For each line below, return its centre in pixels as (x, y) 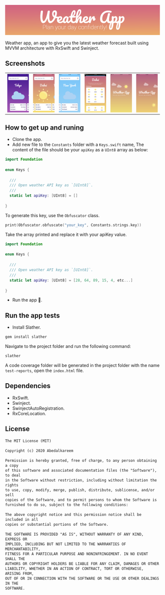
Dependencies (28, 386)
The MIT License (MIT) (28, 441)
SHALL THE (15, 559)
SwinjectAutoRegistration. (38, 408)
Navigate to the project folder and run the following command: (68, 346)
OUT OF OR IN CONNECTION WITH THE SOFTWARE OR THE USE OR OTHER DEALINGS (82, 578)
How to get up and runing (45, 127)
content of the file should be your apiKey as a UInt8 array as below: (80, 150)
